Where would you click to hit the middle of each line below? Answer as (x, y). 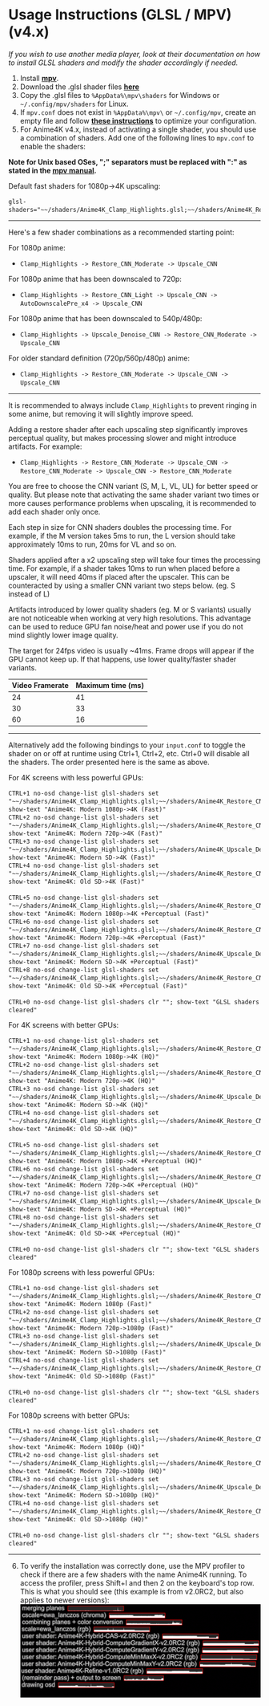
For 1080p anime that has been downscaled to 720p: (95, 279)
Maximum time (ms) (110, 686)
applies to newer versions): (64, 1600)
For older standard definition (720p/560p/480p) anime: (99, 358)
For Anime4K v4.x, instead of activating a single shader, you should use (138, 129)
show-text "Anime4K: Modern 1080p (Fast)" (80, 1304)
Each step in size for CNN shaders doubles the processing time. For (120, 527)
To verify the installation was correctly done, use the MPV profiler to (132, 1566)
